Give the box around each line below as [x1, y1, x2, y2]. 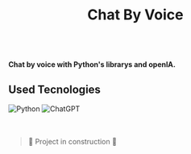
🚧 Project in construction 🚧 [27, 137, 117, 147]
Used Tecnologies [8, 82, 101, 96]
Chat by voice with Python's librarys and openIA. [8, 59, 176, 69]
